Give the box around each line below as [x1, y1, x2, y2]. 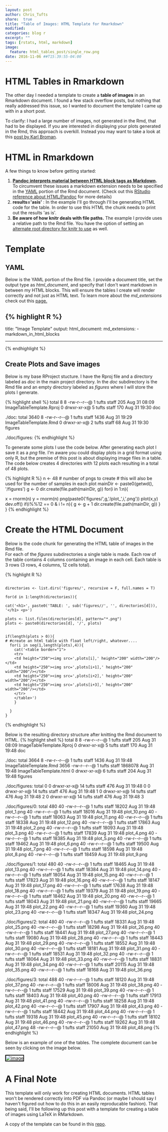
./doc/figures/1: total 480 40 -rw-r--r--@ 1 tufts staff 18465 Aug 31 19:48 [5, 861, 154, 867]
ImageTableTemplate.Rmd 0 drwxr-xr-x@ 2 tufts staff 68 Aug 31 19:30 [5, 419, 149, 426]
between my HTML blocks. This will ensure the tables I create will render [5, 287, 155, 294]
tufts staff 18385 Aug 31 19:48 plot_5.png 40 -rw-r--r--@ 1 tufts [31, 835, 162, 841]
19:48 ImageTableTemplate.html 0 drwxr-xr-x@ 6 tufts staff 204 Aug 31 [5, 768, 151, 774]
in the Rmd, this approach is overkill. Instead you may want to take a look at [5, 128, 160, 134]
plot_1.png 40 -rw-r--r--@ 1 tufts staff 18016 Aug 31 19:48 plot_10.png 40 [5, 808, 154, 814]
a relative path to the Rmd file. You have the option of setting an [12, 220, 144, 226]
